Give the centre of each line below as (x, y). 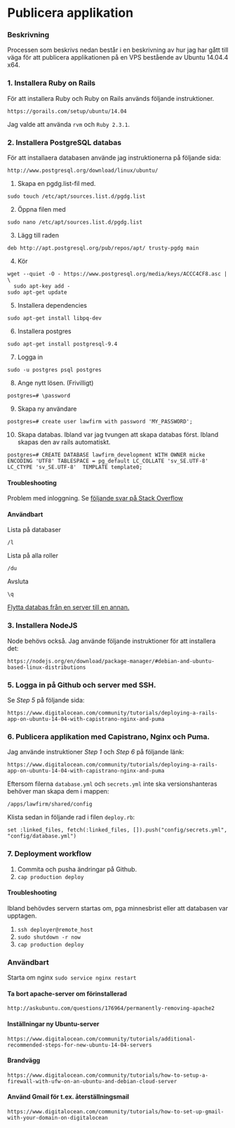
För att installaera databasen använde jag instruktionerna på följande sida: (114, 158)
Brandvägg (24, 1061)
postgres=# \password (39, 396)
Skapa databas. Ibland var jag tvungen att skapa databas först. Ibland (118, 435)
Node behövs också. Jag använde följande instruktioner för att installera (112, 641)
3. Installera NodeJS (42, 625)
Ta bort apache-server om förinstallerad (67, 993)
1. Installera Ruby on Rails (52, 83)
